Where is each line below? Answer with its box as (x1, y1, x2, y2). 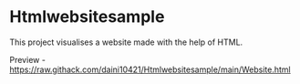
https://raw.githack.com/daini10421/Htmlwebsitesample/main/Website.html (9, 64, 291, 75)
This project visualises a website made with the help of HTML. (9, 37, 243, 47)
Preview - (9, 54, 46, 65)
